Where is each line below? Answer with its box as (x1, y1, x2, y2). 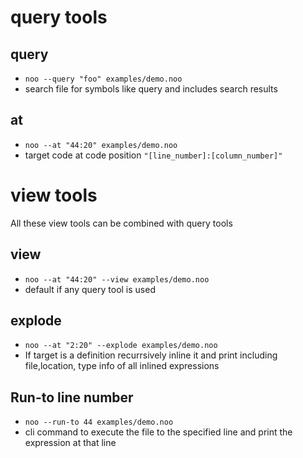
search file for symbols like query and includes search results (24, 83, 278, 95)
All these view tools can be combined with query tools (10, 217, 233, 229)
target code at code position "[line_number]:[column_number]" (24, 149, 283, 161)
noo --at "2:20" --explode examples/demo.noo (24, 341, 218, 351)
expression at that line (24, 437, 117, 449)
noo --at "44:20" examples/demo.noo (24, 140, 178, 150)
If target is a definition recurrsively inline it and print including (24, 349, 278, 361)
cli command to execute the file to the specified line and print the (24, 426, 293, 438)
